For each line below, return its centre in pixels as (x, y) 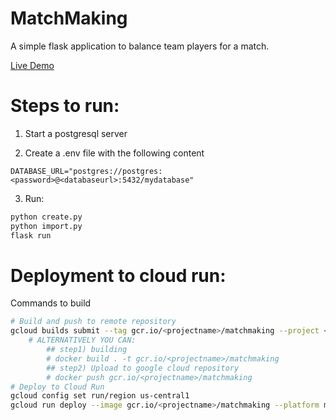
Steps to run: (65, 106)
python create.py (46, 217)
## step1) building (87, 350)
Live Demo (32, 65)
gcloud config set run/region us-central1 (100, 396)
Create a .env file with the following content (114, 153)
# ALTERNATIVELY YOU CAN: (82, 340)
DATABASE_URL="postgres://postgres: (86, 171)
